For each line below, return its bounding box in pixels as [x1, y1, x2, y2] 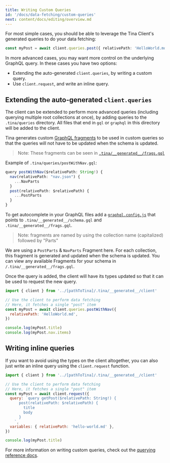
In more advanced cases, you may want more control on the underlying [5, 55, 154, 61]
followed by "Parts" [17, 238, 59, 244]
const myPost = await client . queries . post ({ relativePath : [5, 46, 133, 51]
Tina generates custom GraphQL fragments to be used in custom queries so [5, 135, 164, 141]
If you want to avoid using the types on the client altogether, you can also [5, 357, 158, 363]
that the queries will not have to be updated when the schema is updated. [5, 140, 158, 147]
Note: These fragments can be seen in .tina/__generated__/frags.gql [17, 150, 165, 156]
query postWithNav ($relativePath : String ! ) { [5, 170, 103, 175]
